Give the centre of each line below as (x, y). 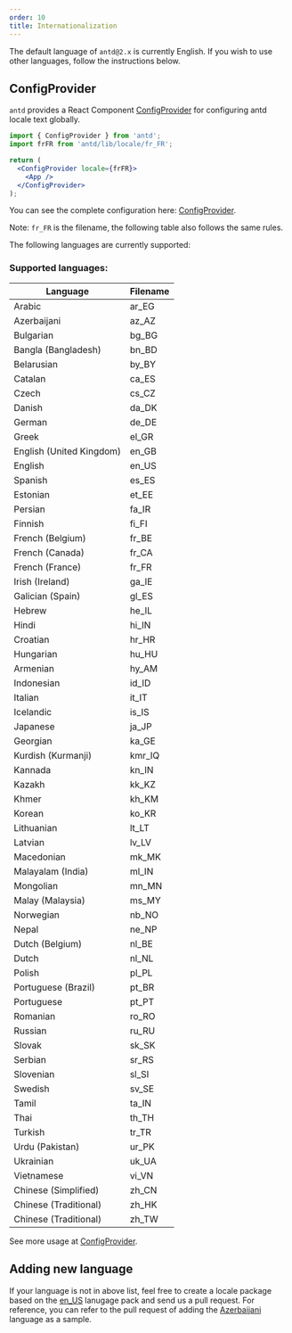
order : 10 (28, 17)
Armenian (34, 668)
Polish (27, 973)
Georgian (33, 741)
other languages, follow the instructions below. (95, 61)
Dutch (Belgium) (48, 943)
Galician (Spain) (47, 596)
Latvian (29, 842)
